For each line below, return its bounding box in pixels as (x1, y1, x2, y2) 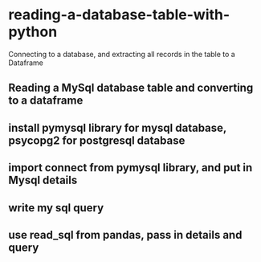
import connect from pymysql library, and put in (8, 161, 253, 174)
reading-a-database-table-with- (8, 6, 230, 24)
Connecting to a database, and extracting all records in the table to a (8, 49, 235, 59)
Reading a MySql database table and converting (8, 81, 254, 95)
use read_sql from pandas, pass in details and (8, 227, 243, 242)
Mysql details (8, 174, 78, 187)
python (8, 23, 58, 41)
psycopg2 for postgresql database (8, 133, 186, 147)
